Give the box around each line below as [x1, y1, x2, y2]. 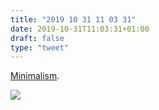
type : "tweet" [10, 42, 70, 53]
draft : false [10, 33, 65, 43]
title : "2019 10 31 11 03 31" [10, 14, 137, 25]
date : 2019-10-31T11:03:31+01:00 [10, 24, 150, 34]
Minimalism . [10, 70, 60, 82]
